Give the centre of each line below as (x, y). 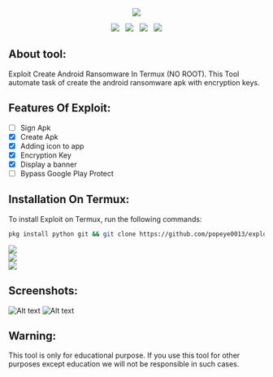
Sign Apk (35, 128)
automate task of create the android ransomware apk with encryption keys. (134, 82)
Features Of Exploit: (60, 108)
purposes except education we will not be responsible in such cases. (124, 364)
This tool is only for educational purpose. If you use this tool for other (124, 355)
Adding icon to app (52, 145)
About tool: (37, 54)
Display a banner (48, 164)
